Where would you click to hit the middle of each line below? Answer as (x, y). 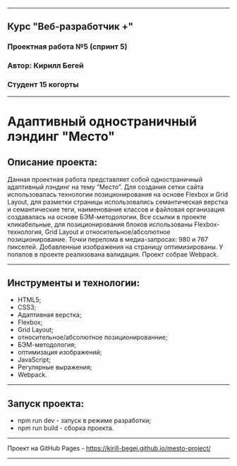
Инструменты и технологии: (73, 283)
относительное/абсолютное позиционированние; (92, 337)
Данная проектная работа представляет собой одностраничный (105, 179)
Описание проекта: (52, 163)
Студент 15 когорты (43, 85)
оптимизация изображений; (60, 352)
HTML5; (29, 300)
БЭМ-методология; (47, 345)
